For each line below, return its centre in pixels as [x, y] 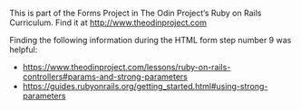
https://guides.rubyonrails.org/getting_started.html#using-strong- [145, 86]
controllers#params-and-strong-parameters [105, 77]
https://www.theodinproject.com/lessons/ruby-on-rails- [126, 67]
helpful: [24, 50]
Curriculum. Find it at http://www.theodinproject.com [108, 23]
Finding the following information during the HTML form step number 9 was [150, 40]
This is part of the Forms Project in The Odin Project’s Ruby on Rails [136, 13]
